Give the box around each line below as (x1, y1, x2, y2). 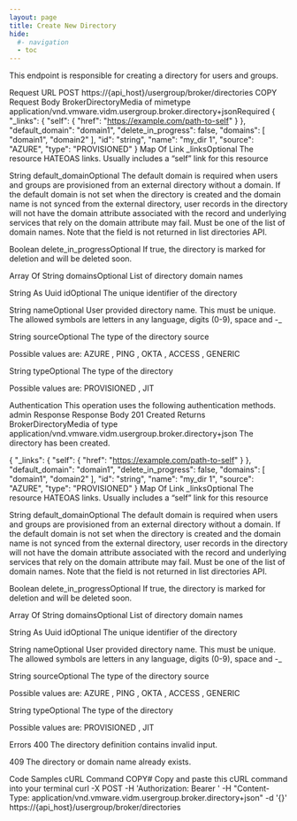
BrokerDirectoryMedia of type (9, 419, 118, 430)
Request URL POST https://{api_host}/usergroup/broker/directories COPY (9, 88, 278, 98)
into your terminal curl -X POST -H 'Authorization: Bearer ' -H (9, 783, 232, 794)
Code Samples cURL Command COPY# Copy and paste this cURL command (9, 774, 288, 785)
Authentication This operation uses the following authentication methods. (9, 400, 277, 411)
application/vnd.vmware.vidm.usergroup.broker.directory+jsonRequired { (9, 106, 276, 117)
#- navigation (17, 37, 69, 47)
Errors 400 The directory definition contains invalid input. (9, 740, 218, 750)
